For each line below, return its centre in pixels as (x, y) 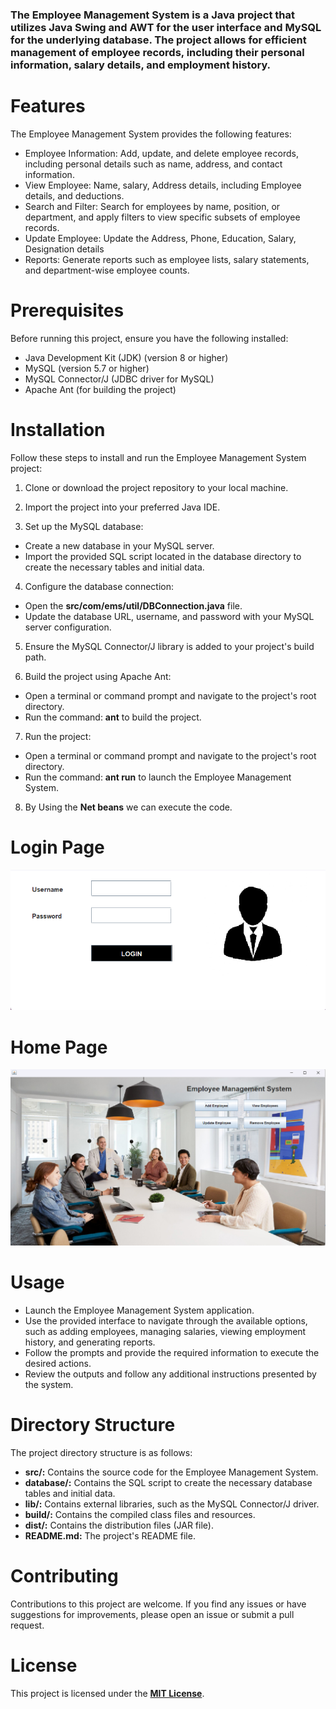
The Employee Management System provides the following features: (151, 134)
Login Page (57, 847)
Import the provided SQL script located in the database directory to (163, 556)
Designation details (64, 249)
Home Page (59, 1047)
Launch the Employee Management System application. (139, 1310)
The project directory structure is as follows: (101, 1453)
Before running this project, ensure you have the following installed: (149, 338)
